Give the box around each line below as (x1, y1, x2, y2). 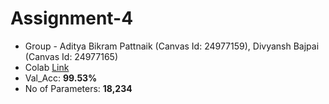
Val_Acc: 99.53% (24, 72, 98, 84)
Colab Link (24, 61, 70, 73)
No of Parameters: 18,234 (24, 82, 133, 94)
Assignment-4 (10, 7, 134, 30)
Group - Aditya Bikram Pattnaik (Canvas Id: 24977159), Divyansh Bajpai (24, 40, 320, 52)
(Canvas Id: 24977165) (24, 50, 119, 62)
